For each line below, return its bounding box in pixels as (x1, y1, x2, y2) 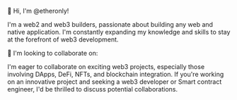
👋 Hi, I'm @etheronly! (7, 7, 69, 15)
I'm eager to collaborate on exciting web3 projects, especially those (7, 63, 205, 70)
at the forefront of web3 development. (7, 35, 119, 44)
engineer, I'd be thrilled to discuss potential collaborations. (7, 85, 178, 93)
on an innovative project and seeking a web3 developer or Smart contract (7, 77, 222, 86)
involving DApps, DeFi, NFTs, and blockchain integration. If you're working (7, 70, 224, 78)
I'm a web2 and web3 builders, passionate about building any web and (7, 20, 214, 28)
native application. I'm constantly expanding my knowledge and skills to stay (7, 28, 231, 36)
